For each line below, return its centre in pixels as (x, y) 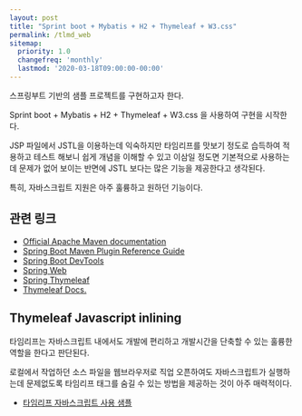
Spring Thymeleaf (56, 280)
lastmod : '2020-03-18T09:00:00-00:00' (91, 69)
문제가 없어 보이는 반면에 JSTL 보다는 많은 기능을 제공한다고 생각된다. (142, 168)
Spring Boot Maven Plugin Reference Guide (103, 251)
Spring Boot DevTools (63, 261)
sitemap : (26, 43)
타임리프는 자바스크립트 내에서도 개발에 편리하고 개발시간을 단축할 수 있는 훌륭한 (151, 341)
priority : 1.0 (44, 52)
